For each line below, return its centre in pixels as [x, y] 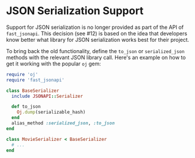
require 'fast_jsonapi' [35, 80]
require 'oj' [22, 74]
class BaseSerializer [33, 90]
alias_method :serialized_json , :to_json [63, 123]
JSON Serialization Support [75, 11]
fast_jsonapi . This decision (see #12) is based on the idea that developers [97, 33]
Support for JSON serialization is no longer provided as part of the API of [95, 27]
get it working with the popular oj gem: [54, 64]
